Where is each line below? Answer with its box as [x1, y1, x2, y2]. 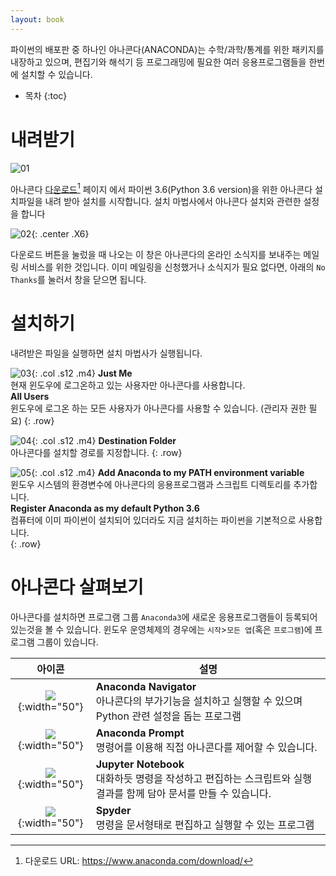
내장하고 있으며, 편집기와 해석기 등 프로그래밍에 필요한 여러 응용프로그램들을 [10, 56, 307, 68]
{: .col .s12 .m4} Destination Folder [31, 435, 177, 447]
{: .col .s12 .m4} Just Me [31, 367, 133, 380]
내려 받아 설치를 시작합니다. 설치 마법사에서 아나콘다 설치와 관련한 [44, 196, 302, 208]
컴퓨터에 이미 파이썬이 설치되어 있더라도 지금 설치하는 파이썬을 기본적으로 [10, 514, 297, 526]
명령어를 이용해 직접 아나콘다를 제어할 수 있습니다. [95, 741, 318, 755]
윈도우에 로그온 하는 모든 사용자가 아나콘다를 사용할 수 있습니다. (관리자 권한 [10, 402, 307, 415]
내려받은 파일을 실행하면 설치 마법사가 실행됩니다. [10, 347, 203, 360]
